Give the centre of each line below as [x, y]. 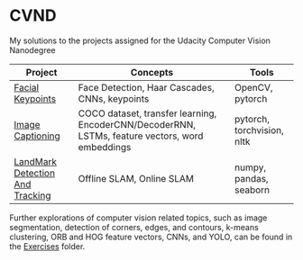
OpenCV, [253, 87]
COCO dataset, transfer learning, [147, 113]
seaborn [252, 190]
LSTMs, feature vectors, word [141, 136]
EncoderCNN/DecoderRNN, [137, 124]
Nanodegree [32, 49]
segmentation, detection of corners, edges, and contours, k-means [134, 227]
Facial [26, 87]
